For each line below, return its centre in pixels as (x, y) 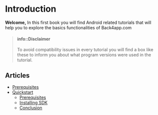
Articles (18, 75)
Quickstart (22, 92)
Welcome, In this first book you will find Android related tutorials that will (78, 22)
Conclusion (31, 108)
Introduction (31, 9)
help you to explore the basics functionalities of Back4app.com (68, 27)
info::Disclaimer (34, 39)
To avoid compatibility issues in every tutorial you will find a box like (85, 50)
